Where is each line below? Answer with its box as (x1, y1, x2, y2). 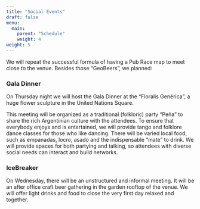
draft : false (6, 14, 39, 20)
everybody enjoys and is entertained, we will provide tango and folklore (6, 123, 182, 131)
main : (11, 25, 26, 32)
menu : (6, 20, 20, 26)
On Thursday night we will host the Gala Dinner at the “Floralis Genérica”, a (6, 93, 190, 100)
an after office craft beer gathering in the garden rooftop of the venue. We (6, 183, 188, 191)
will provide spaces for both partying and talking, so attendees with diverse (6, 142, 192, 149)
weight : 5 (6, 42, 31, 48)
